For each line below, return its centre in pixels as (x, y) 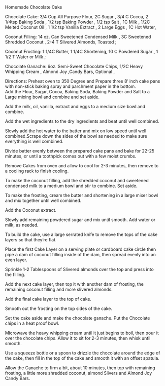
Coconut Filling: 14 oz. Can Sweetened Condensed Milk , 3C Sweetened (78, 37)
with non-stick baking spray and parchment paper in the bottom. (71, 86)
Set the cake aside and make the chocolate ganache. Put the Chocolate (78, 318)
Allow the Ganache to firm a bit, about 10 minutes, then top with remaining (80, 368)
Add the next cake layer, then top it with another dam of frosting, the (74, 284)
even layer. (16, 260)
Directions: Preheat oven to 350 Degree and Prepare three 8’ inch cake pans (82, 81)
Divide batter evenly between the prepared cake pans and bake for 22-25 (80, 151)
